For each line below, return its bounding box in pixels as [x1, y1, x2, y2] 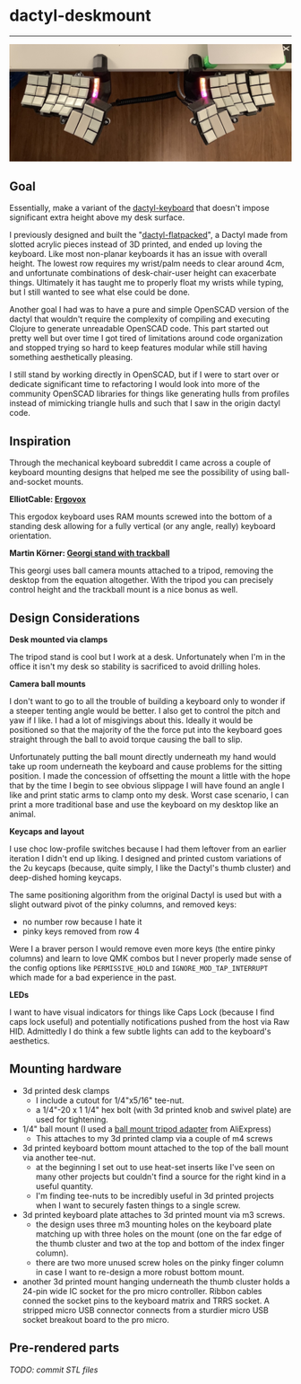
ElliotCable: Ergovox [9, 494, 87, 505]
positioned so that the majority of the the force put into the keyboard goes [9, 725, 283, 736]
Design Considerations [9, 610, 141, 625]
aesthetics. [9, 1036, 50, 1046]
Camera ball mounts [9, 679, 87, 690]
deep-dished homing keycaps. [9, 872, 123, 883]
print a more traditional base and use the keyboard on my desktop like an [9, 799, 279, 810]
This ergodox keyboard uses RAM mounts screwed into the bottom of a [9, 511, 273, 522]
